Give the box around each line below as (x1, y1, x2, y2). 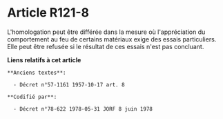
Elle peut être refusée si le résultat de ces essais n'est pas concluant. (7, 42, 204, 51)
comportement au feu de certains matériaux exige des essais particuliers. (7, 35, 217, 43)
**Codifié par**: (7, 93, 57, 100)
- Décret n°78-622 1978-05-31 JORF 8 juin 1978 (13, 105, 153, 112)
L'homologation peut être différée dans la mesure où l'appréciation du (7, 28, 206, 36)
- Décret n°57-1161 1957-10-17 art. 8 (13, 81, 126, 88)
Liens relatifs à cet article (7, 55, 81, 64)
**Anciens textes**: (7, 69, 67, 76)
